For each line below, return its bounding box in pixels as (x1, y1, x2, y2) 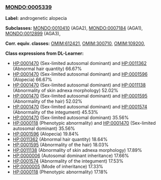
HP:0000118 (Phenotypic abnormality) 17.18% (12, 169, 108, 175)
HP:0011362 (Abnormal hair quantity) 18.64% (12, 137, 108, 143)
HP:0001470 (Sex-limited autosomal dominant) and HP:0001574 (12, 104, 147, 110)
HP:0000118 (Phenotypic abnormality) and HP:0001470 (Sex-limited (12, 120, 156, 126)
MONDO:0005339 (5, 4, 52, 11)
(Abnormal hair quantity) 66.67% (12, 65, 82, 72)
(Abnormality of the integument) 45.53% (12, 109, 99, 116)
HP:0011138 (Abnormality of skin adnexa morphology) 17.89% (12, 147, 142, 153)
